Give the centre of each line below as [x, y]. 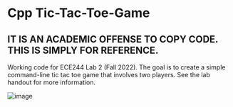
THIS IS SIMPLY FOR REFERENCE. [83, 50]
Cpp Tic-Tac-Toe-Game [79, 13]
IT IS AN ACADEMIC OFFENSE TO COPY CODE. [113, 39]
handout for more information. [52, 82]
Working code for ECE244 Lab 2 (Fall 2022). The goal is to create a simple [116, 67]
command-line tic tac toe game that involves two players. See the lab [109, 75]
